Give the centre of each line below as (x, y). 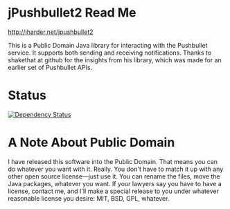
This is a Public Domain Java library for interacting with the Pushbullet (108, 45)
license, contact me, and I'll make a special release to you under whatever (113, 191)
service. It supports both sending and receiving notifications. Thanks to (110, 53)
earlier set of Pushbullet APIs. (50, 67)
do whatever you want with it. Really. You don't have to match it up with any (116, 169)
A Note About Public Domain (91, 143)
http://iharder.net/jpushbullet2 (51, 32)
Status (27, 96)
